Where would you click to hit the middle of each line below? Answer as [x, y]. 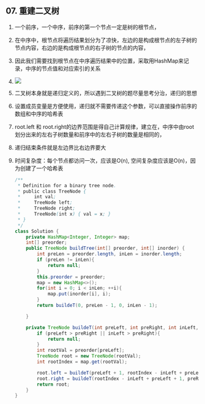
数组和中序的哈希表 [39, 114]
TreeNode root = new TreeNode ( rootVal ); [89, 356]
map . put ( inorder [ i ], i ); [79, 294]
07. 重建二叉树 [32, 11]
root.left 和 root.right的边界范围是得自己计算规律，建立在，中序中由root [104, 126]
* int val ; [37, 197]
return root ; [53, 384]
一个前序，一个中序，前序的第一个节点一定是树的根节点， [87, 27]
